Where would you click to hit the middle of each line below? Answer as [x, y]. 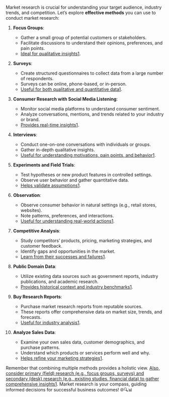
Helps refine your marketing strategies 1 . [62, 358]
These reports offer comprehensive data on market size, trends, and [91, 312]
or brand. [30, 120]
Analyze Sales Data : [34, 332]
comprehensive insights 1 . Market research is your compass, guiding [76, 384]
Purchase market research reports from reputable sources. [81, 306]
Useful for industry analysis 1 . [51, 323]
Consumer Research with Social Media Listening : [65, 99]
